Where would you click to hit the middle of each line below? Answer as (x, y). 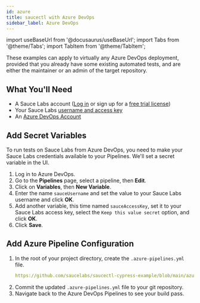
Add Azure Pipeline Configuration (70, 244)
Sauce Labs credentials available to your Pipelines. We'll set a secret (90, 156)
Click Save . (29, 225)
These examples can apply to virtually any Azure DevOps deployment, (93, 58)
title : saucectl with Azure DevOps (50, 17)
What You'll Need (39, 90)
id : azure (19, 12)
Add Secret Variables (46, 135)
